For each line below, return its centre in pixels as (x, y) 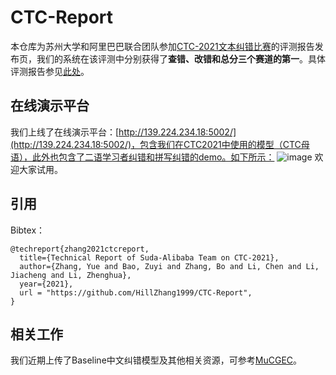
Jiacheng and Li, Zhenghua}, (71, 275)
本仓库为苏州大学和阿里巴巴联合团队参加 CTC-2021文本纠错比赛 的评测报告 (162, 46)
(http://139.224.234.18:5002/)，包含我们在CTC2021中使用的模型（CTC (156, 144)
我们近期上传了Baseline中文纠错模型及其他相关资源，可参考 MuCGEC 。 (156, 360)
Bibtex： (28, 230)
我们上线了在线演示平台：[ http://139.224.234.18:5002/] (123, 132)
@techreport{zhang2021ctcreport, (80, 249)
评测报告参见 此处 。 (50, 71)
